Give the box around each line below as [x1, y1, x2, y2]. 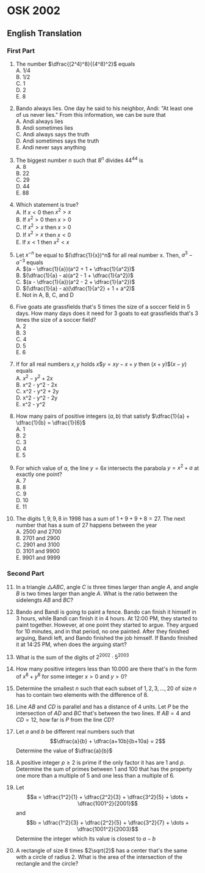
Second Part [7, 570, 45, 578]
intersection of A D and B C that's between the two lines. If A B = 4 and [15, 710, 191, 717]
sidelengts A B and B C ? [15, 596, 74, 603]
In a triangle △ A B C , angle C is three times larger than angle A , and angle [15, 583, 199, 590]
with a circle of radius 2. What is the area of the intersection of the [15, 853, 182, 861]
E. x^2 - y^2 [15, 400, 46, 407]
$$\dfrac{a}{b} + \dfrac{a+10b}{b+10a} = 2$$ [49, 738, 166, 745]
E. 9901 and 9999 [15, 554, 60, 562]
